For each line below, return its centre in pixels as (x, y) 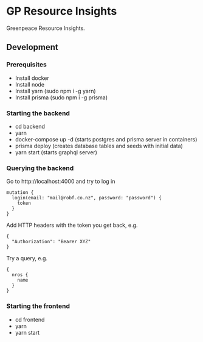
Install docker (32, 78)
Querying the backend (40, 168)
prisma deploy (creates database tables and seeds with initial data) (99, 146)
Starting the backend (38, 113)
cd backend (30, 126)
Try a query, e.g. (27, 258)
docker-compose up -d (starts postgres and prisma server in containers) (106, 139)
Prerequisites (26, 65)
